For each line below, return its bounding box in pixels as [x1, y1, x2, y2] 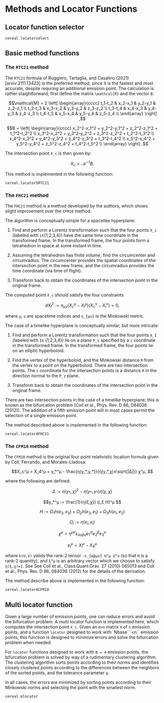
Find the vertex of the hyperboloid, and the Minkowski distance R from [12, 357, 154, 363]
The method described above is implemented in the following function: [5, 422, 148, 428]
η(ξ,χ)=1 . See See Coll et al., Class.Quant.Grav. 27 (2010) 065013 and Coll [5, 563, 155, 569]
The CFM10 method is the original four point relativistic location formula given [5, 454, 159, 460]
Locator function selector [5, 23, 85, 31]
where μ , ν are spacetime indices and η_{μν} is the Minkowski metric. [5, 313, 144, 319]
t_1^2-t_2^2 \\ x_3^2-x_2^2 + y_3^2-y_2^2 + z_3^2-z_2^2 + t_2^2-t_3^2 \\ [10, 130, 154, 136]
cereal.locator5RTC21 [5, 181, 49, 186]
